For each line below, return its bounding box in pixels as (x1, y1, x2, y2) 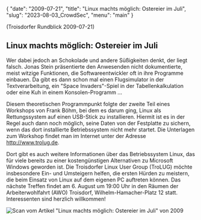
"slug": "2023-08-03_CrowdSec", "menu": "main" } (6, 11, 134, 19)
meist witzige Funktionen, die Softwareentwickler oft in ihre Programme (6, 69, 184, 77)
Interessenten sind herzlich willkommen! (6, 195, 107, 203)
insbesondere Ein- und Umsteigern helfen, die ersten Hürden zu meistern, (6, 169, 190, 177)
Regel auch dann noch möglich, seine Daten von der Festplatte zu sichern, (6, 119, 191, 127)
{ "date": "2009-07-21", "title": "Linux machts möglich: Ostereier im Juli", (6, 5, 187, 12)
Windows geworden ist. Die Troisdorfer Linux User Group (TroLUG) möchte (6, 163, 193, 171)
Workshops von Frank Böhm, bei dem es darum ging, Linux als (6, 107, 161, 114)
